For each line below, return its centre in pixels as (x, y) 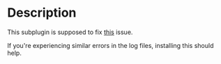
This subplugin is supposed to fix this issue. (70, 32)
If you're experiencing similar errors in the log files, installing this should (110, 45)
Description (42, 13)
